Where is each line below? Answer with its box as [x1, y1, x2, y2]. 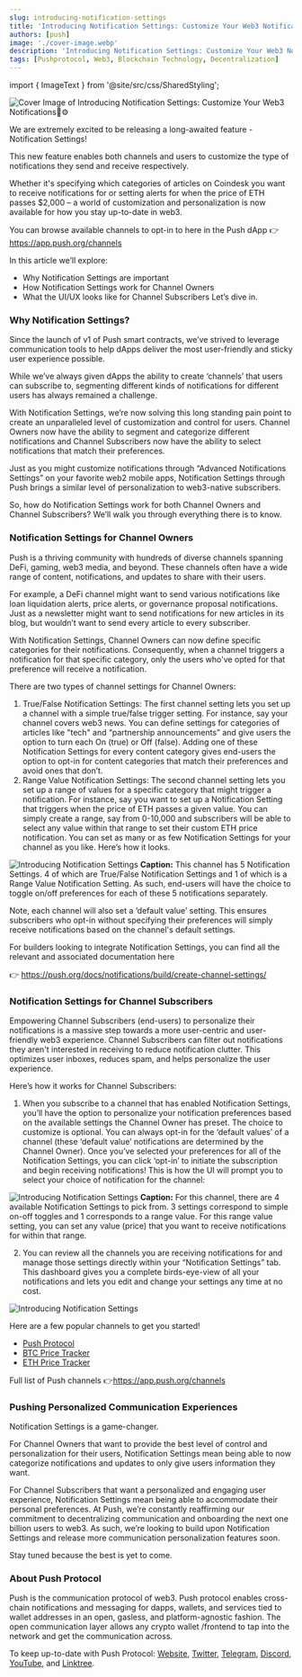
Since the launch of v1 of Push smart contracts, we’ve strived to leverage [9, 335, 280, 345]
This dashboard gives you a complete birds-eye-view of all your [22, 1266, 260, 1277]
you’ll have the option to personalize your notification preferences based [22, 1107, 292, 1118]
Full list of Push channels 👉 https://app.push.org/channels [9, 1375, 226, 1386]
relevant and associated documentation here [9, 950, 175, 962]
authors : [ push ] [9, 30, 70, 39]
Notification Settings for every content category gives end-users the [22, 745, 276, 756]
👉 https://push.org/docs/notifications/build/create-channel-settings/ [9, 968, 267, 980]
